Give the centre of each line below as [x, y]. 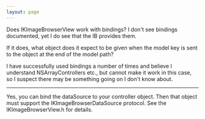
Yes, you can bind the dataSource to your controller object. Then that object [102, 96]
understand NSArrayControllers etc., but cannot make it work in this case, [99, 72]
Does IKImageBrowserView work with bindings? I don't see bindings [92, 29]
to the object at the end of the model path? [60, 54]
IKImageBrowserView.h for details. [49, 109]
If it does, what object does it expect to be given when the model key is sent [102, 48]
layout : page [23, 12]
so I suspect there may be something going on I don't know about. [90, 79]
